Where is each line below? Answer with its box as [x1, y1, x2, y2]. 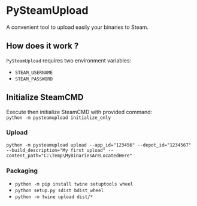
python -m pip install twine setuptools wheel [14, 181, 134, 187]
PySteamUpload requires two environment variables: [6, 56, 132, 64]
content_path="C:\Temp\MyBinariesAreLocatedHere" [6, 153, 133, 159]
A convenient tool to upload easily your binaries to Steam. [6, 23, 148, 31]
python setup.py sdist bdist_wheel [14, 187, 104, 194]
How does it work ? [6, 41, 79, 51]
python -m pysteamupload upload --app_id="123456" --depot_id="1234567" [6, 142, 192, 148]
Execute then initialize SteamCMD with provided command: [6, 108, 153, 115]
